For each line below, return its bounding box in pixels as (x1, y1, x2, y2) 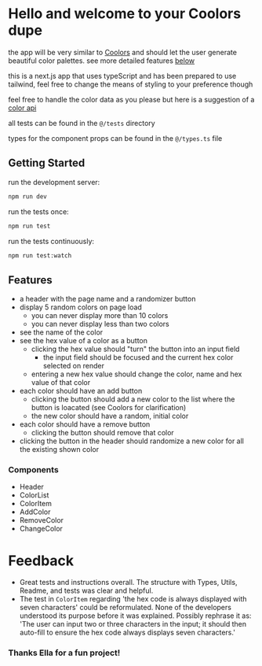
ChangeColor (19, 524, 63, 534)
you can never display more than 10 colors (31, 311, 169, 320)
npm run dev (8, 192, 47, 201)
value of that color (31, 378, 91, 387)
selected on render (42, 361, 104, 371)
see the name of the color (19, 327, 104, 337)
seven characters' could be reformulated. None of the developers (19, 603, 231, 612)
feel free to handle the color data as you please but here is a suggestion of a (8, 94, 255, 104)
